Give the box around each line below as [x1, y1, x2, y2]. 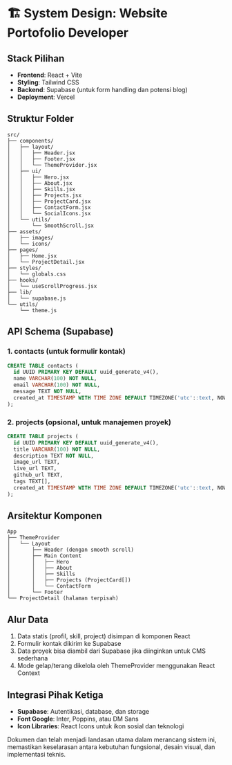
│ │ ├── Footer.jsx [7, 155, 76, 163]
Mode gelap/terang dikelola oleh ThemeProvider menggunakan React [17, 662, 215, 670]
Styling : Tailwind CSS [17, 78, 79, 87]
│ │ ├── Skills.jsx [7, 186, 76, 192]
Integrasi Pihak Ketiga [7, 689, 104, 701]
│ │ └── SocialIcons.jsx [7, 210, 91, 217]
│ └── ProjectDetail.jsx [7, 258, 85, 265]
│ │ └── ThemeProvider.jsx [7, 161, 97, 168]
